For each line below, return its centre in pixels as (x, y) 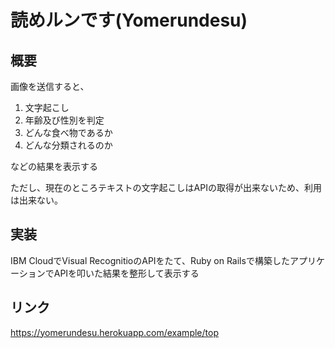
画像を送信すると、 (50, 86)
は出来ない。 (36, 200)
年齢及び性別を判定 (64, 120)
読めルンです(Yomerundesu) (129, 20)
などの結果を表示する (54, 166)
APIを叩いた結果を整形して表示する (126, 273)
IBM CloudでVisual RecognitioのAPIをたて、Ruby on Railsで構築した (150, 260)
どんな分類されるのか (68, 145)
